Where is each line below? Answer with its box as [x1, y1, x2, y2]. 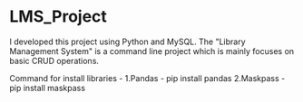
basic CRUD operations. [9, 55, 100, 66]
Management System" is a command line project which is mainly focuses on [9, 45, 295, 56]
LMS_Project [9, 6, 107, 27]
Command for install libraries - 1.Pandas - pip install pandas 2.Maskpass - [9, 72, 286, 83]
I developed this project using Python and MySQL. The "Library [9, 36, 247, 47]
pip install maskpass [9, 82, 86, 93]
